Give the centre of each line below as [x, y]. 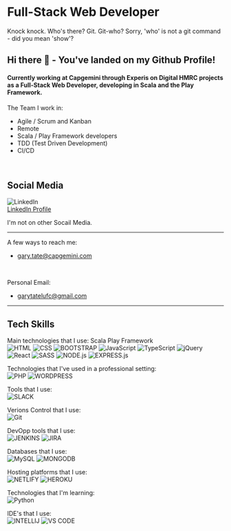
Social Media [35, 185]
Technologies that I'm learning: [51, 493]
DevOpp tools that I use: [41, 431]
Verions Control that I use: [44, 410]
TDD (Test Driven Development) [62, 143]
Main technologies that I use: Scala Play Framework [80, 341]
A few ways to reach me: [42, 243]
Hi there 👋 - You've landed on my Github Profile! [111, 60]
